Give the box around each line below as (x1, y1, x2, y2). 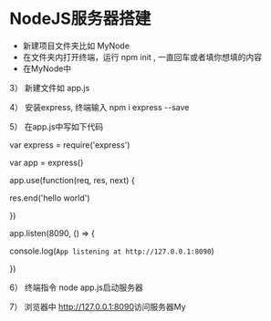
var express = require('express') (9, 139, 130, 150)
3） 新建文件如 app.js (9, 82, 90, 93)
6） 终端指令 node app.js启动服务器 (9, 282, 143, 293)
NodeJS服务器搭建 (9, 8, 151, 29)
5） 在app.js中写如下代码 (9, 120, 104, 132)
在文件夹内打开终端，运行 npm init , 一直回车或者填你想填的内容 (22, 51, 263, 62)
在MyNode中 (22, 63, 72, 74)
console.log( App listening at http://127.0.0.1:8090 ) (9, 245, 214, 256)
